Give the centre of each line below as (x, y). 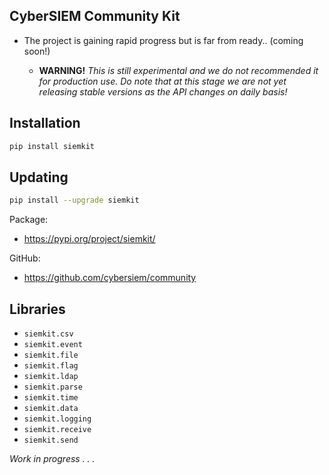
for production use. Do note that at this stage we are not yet (162, 81)
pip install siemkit (52, 146)
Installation (45, 123)
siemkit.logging (57, 419)
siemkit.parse (53, 387)
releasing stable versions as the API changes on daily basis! (163, 91)
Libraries (37, 309)
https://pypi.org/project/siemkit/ (89, 239)
